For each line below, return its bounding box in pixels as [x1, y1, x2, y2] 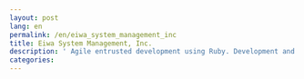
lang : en [9, 22, 43, 31]
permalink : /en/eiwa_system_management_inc [9, 30, 177, 39]
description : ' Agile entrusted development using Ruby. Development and [9, 47, 296, 56]
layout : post [9, 13, 59, 23]
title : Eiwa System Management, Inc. [9, 38, 153, 48]
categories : [9, 55, 55, 64]
